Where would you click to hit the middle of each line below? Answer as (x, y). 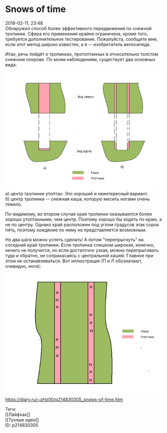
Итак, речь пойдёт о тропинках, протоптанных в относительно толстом (82, 54)
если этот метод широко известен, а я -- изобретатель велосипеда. (78, 44)
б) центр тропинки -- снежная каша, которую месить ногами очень (77, 199)
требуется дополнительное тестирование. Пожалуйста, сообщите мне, (82, 39)
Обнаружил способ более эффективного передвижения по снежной (78, 28)
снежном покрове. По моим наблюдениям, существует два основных (80, 59)
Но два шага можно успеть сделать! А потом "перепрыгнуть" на (74, 239)
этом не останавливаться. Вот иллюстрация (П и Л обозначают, (74, 261)
